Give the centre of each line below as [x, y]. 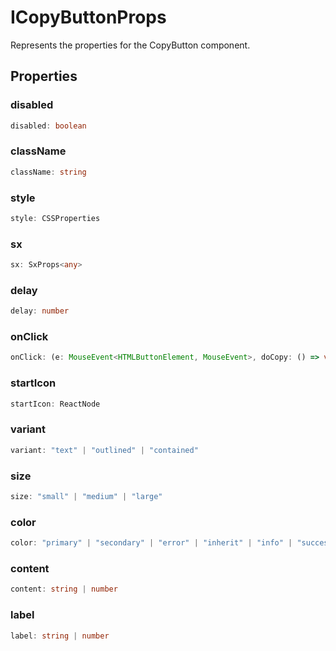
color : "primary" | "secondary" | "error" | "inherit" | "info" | [151, 543]
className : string [48, 172]
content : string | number [64, 589]
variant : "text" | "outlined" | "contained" [104, 450]
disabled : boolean [48, 126]
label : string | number [60, 636]
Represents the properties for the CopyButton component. [130, 45]
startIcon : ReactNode [55, 404]
